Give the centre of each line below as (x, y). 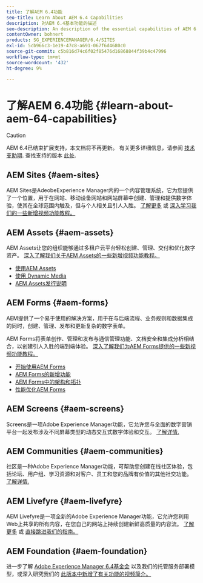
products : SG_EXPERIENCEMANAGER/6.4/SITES (61, 40)
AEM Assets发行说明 (41, 283)
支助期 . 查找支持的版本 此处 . (41, 156)
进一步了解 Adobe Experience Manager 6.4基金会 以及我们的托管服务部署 (98, 566)
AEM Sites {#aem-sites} (53, 175)
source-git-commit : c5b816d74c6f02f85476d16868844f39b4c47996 (86, 52)
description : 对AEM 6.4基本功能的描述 (52, 23)
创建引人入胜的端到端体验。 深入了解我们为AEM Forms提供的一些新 (106, 346)
